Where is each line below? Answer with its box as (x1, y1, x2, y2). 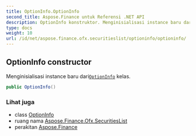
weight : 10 (6, 30, 33, 36)
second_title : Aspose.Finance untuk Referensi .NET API (6, 14, 145, 20)
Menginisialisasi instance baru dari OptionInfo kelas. (6, 72, 131, 79)
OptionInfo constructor (6, 57, 92, 67)
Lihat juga (6, 97, 35, 106)
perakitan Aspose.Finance (14, 123, 78, 130)
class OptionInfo (14, 111, 54, 118)
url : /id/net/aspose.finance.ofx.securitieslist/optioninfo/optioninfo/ (6, 36, 187, 41)
